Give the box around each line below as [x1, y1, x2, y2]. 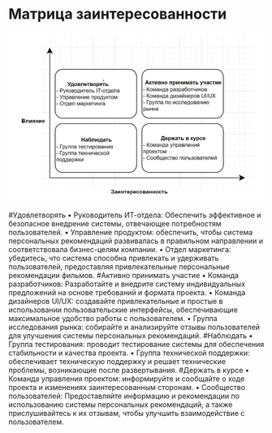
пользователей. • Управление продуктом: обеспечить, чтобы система [8, 227, 253, 237]
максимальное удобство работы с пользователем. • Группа [8, 313, 218, 323]
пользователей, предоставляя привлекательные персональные [8, 261, 230, 272]
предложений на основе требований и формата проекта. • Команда [8, 287, 246, 297]
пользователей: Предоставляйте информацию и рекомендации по [8, 391, 240, 401]
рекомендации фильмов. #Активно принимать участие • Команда [8, 270, 240, 280]
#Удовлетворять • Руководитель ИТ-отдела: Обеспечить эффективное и [8, 210, 261, 220]
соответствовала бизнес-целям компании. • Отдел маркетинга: [8, 244, 231, 254]
